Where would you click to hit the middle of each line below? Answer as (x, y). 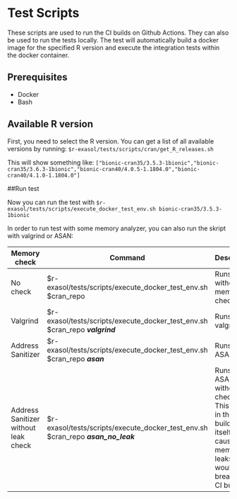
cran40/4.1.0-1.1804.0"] (44, 175)
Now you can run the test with (51, 202)
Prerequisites (37, 77)
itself (223, 432)
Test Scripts (43, 13)
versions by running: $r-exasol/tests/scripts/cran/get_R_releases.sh (110, 148)
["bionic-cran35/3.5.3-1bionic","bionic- (157, 163)
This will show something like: (51, 162)
